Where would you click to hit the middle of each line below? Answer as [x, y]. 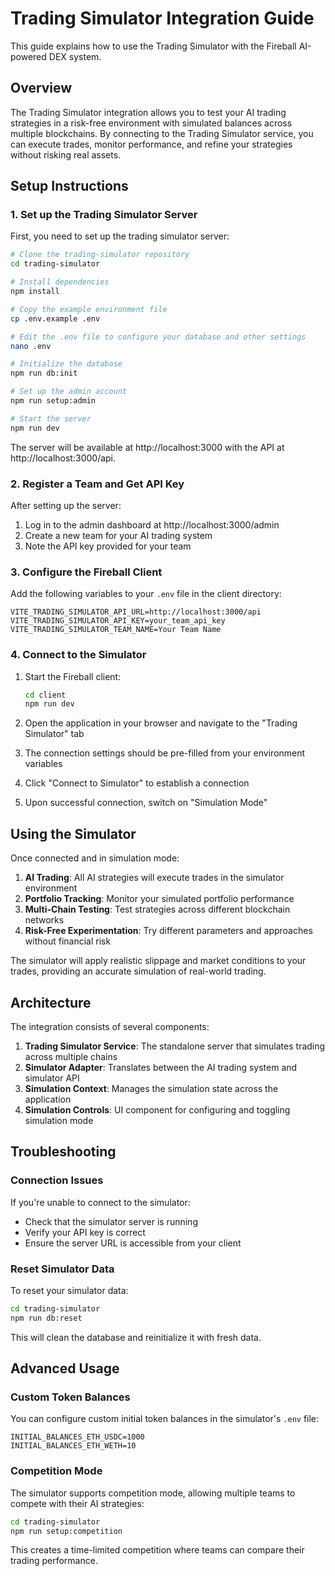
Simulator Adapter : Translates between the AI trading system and [161, 1067]
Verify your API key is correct [85, 1232]
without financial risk [68, 941]
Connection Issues [57, 1180]
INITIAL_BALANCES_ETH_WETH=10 [73, 1446]
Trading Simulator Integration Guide [162, 18]
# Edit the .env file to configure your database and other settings [158, 337]
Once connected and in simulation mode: [95, 858]
